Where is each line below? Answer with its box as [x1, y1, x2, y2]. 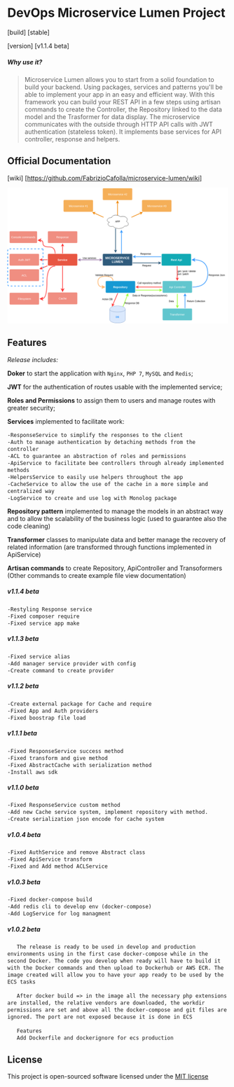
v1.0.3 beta [7, 878, 41, 887]
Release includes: [7, 355, 58, 364]
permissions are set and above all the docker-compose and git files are [7, 1006, 228, 1013]
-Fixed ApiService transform [7, 856, 92, 863]
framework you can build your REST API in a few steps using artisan [24, 97, 221, 106]
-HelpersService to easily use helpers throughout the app [7, 473, 184, 480]
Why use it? [7, 57, 43, 66]
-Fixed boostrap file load [7, 714, 86, 721]
